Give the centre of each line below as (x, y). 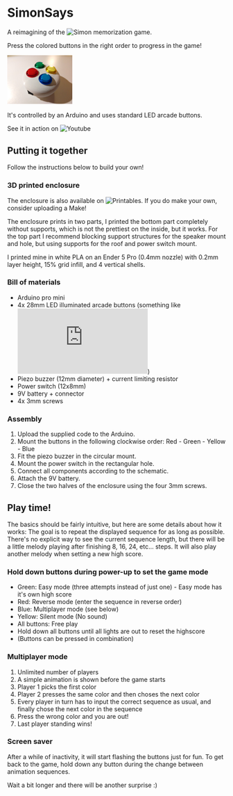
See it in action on (33, 129)
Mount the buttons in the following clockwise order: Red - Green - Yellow (121, 441)
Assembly (25, 419)
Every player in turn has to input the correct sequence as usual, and (114, 701)
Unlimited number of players (58, 672)
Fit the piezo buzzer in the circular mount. (77, 456)
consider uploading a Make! (47, 208)
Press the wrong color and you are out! (73, 716)
